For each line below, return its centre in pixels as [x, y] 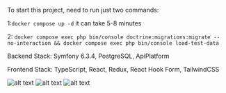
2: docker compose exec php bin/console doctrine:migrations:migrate [109, 37]
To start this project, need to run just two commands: [83, 10]
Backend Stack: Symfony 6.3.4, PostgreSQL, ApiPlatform [88, 56]
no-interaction [29, 43]
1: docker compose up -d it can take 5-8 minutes [74, 23]
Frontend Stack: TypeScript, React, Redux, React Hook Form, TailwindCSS [113, 69]
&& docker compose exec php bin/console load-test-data [136, 43]
